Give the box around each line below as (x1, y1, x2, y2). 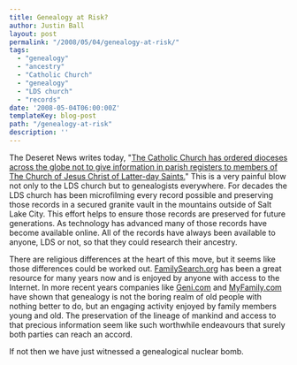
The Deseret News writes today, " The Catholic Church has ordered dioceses (9, 152, 288, 163)
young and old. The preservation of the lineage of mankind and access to (9, 310, 277, 321)
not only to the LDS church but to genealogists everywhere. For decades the (9, 180, 288, 191)
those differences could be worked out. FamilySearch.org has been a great (9, 262, 282, 274)
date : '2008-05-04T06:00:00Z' (9, 103, 121, 112)
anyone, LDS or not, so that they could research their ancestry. (9, 236, 238, 247)
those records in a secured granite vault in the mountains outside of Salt (9, 199, 272, 209)
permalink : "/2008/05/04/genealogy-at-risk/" (9, 37, 179, 47)
